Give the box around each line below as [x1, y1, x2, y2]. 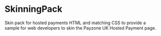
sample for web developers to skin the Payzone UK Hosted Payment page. [4, 25, 157, 31]
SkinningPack [4, 3, 63, 15]
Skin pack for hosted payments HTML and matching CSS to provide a [4, 20, 146, 26]
